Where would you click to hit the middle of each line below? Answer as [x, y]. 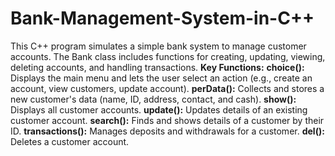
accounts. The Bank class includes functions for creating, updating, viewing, [168, 56]
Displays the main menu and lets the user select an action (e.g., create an [161, 78]
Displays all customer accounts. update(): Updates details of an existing [159, 109]
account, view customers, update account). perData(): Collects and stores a [167, 88]
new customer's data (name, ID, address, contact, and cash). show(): [153, 99]
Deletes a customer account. [70, 141]
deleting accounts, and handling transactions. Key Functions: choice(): [157, 67]
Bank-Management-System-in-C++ [162, 18]
